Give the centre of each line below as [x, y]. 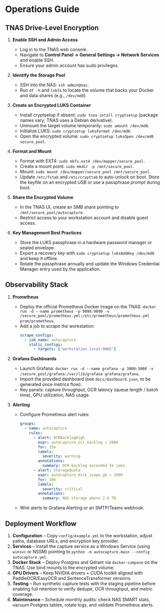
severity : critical [63, 489]
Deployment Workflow [41, 524]
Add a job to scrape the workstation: [57, 326]
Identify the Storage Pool [39, 75]
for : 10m [47, 480]
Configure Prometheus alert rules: [55, 415]
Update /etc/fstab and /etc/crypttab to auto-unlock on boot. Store [89, 177]
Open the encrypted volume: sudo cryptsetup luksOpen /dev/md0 [86, 136]
